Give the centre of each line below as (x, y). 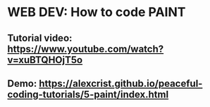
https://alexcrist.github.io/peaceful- (121, 84)
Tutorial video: (40, 38)
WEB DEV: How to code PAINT (97, 12)
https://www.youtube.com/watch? (86, 49)
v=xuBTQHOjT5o (45, 60)
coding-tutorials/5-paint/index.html (88, 94)
